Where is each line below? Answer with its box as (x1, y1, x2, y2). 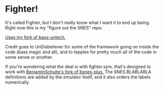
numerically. (5, 79, 30, 85)
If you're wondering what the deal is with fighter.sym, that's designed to (5, 64, 151, 69)
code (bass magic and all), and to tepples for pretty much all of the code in (5, 49, 157, 55)
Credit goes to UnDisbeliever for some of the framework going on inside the (5, 44, 159, 49)
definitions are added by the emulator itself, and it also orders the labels (5, 74, 151, 80)
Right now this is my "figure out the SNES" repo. (5, 24, 103, 30)
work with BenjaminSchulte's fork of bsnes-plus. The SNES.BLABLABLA (5, 68, 152, 74)
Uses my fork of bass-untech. (5, 34, 66, 40)
